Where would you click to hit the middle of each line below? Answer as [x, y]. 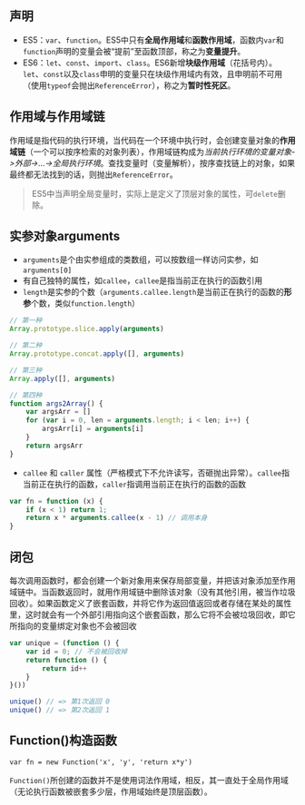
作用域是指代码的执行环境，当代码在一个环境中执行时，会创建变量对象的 [144, 140]
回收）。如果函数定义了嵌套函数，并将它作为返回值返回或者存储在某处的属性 [151, 603]
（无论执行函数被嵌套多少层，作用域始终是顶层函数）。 [111, 791]
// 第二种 [26, 346]
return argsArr [54, 446]
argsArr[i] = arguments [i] [93, 429]
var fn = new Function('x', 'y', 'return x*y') [101, 762]
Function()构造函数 [64, 741]
